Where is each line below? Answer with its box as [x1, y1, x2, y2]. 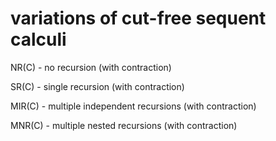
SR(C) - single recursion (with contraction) [10, 80, 185, 92]
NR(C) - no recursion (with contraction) [10, 61, 172, 73]
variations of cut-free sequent [10, 7, 267, 30]
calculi [10, 28, 67, 51]
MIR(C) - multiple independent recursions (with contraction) [10, 100, 257, 112]
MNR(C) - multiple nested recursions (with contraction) [10, 119, 238, 131]
